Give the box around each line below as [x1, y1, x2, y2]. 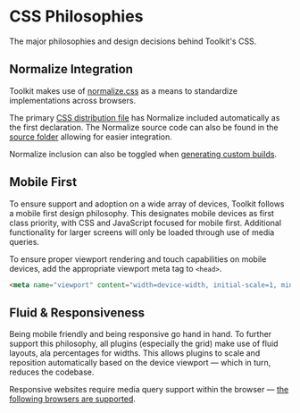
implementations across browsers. [9, 95, 137, 105]
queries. [9, 236, 40, 247]
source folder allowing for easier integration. [9, 131, 172, 142]
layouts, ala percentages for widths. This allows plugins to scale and [9, 348, 261, 358]
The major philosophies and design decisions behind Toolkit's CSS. [9, 36, 257, 46]
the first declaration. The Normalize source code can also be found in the [9, 122, 279, 132]
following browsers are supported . [9, 393, 137, 404]
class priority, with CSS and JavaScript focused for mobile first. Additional [9, 217, 282, 228]
